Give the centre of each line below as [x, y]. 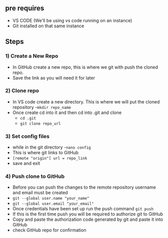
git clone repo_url [40, 124]
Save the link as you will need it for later [54, 78]
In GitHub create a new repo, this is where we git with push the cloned [85, 67]
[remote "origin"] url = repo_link [50, 158]
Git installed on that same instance [48, 26]
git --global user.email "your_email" [53, 204]
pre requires [25, 8]
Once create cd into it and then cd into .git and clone [67, 112]
